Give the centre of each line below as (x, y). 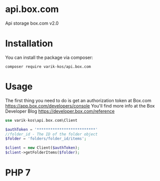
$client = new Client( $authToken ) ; (43, 148)
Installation (29, 43)
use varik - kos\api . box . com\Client (42, 120)
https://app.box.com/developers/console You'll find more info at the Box (80, 106)
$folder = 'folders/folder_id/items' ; (46, 139)
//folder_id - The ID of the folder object (52, 134)
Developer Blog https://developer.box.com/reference (60, 111)
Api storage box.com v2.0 (32, 23)
